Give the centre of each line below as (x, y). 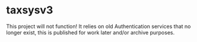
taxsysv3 (30, 10)
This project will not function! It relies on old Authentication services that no (99, 26)
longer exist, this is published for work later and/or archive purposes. (90, 32)
